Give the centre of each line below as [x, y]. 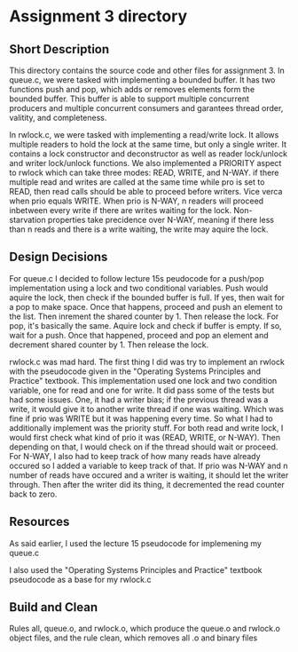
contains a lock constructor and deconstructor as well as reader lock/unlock [149, 154]
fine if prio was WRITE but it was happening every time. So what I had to [141, 418]
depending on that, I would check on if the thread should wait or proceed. [144, 447]
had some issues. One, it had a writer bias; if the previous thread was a [139, 399]
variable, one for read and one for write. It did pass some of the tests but [142, 390]
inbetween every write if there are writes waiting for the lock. [121, 210]
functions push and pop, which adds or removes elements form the [132, 89]
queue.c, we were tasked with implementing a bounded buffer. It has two [142, 80]
